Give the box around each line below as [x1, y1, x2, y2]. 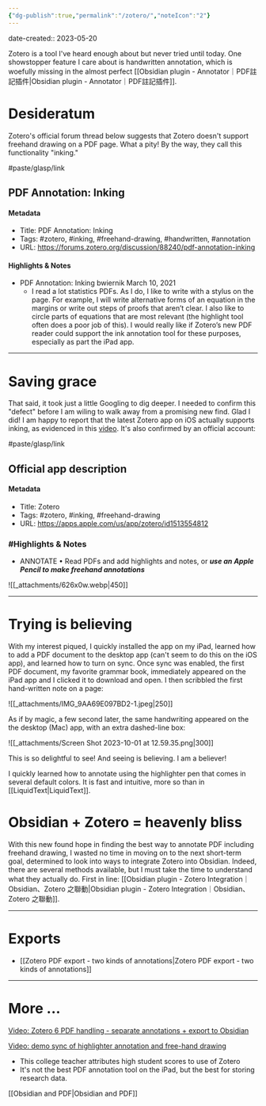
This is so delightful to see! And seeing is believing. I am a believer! [8, 753, 227, 763]
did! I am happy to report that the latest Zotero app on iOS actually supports [8, 415, 255, 425]
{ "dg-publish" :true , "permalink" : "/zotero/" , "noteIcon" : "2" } [8, 11, 211, 20]
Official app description [8, 462, 127, 475]
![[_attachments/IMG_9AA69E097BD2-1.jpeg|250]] [8, 699, 173, 709]
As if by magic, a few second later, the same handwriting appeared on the [8, 715, 249, 724]
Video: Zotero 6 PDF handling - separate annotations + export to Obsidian [8, 1025, 249, 1035]
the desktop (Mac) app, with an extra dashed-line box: [8, 723, 186, 733]
